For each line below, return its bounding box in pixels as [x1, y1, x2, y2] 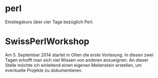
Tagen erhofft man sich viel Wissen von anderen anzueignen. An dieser [5, 57, 149, 63]
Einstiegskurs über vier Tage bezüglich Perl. [5, 19, 94, 25]
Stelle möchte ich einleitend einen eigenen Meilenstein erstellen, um [5, 62, 142, 68]
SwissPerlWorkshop [5, 36, 89, 47]
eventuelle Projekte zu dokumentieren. [5, 67, 83, 73]
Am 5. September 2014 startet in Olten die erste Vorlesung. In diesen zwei [5, 52, 154, 58]
